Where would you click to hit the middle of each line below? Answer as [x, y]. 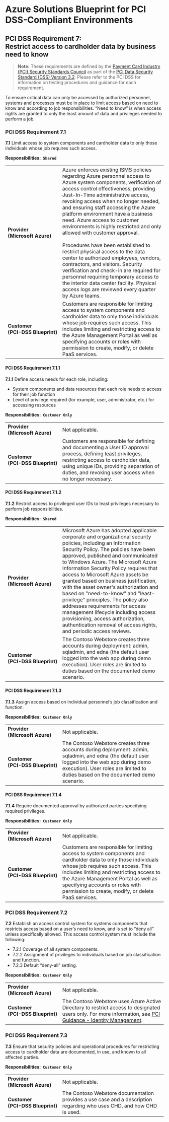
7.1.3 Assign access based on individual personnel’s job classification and [81, 702]
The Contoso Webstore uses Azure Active [112, 1002]
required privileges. [25, 811]
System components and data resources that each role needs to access [87, 389]
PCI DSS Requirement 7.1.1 [33, 368]
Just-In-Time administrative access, [106, 195]
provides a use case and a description [107, 1099]
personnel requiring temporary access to [110, 277]
